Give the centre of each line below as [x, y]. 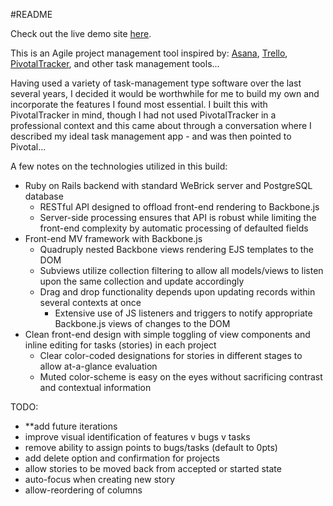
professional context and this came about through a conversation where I [161, 125]
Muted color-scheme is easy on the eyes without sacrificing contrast [181, 377]
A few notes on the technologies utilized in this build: [119, 166]
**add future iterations [71, 426]
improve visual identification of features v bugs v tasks [137, 437]
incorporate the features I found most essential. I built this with [139, 104]
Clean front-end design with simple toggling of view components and [167, 334]
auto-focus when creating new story [100, 479]
